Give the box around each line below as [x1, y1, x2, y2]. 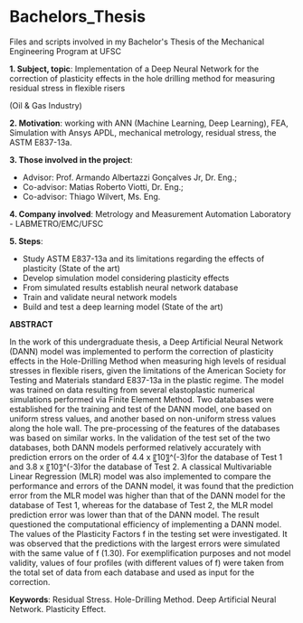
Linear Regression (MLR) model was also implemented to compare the [9, 470, 271, 481]
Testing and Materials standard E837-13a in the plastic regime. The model [9, 374, 285, 385]
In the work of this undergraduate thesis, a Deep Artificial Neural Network [9, 336, 283, 347]
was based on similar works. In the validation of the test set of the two [9, 432, 271, 443]
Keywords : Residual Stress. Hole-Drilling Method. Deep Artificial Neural [9, 594, 277, 605]
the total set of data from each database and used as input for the [9, 567, 255, 578]
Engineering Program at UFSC [9, 45, 122, 56]
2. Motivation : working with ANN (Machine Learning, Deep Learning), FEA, [9, 118, 289, 128]
